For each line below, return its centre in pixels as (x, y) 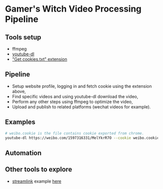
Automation (23, 153)
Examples (20, 122)
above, (19, 91)
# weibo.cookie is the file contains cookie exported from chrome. (75, 133)
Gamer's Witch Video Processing (73, 9)
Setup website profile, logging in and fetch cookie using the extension (82, 86)
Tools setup (23, 37)
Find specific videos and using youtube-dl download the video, (75, 96)
